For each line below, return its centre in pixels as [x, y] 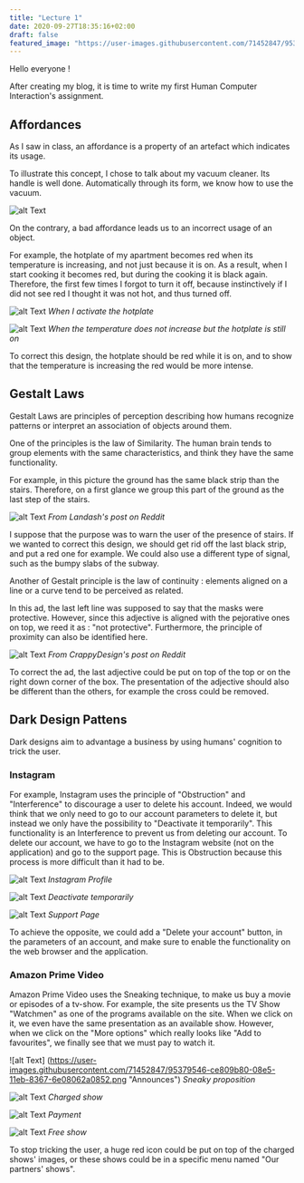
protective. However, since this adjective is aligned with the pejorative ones [150, 617]
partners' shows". [42, 1169]
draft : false [34, 34]
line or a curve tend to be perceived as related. [96, 590]
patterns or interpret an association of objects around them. [121, 425]
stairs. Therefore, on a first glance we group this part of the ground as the [147, 490]
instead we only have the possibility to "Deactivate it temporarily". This [141, 823]
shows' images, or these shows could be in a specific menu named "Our [144, 1159]
